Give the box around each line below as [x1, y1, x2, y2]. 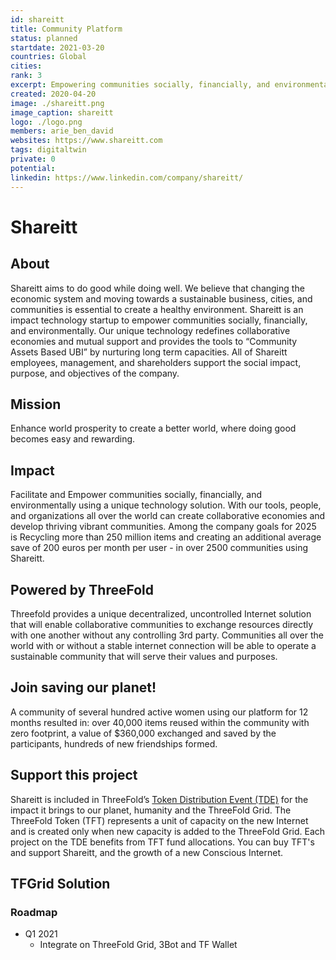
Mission [10, 396, 62, 413]
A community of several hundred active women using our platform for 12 [10, 706, 309, 718]
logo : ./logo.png [10, 117, 83, 127]
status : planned [10, 33, 78, 43]
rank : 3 [10, 71, 43, 81]
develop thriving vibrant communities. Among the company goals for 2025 [10, 521, 317, 533]
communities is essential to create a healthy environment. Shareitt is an [10, 303, 304, 315]
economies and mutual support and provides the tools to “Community [10, 335, 298, 347]
